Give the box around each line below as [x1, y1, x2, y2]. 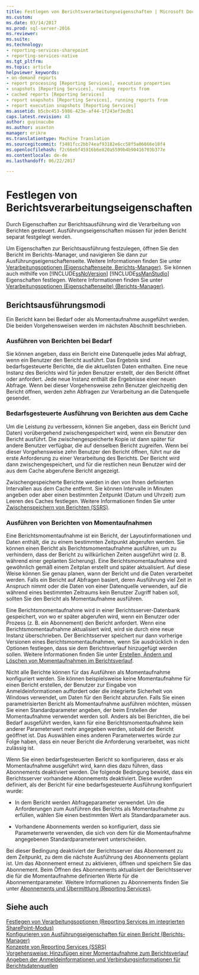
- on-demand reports [6, 75, 57, 81]
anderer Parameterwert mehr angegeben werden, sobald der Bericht [6, 725, 174, 732]
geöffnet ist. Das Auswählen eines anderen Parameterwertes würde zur [6, 732, 181, 739]
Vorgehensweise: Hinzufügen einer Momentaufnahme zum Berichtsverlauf [6, 949, 189, 957]
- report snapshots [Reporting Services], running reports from [6, 97, 168, 103]
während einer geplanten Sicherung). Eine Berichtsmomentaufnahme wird [6, 557, 187, 564]
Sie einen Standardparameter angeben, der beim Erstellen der [6, 706, 158, 713]
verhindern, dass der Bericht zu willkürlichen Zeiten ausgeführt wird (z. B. [6, 550, 187, 558]
